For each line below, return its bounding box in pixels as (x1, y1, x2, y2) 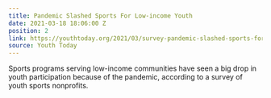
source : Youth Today (8, 42, 78, 50)
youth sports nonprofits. (8, 81, 89, 91)
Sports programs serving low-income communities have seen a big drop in (8, 63, 256, 73)
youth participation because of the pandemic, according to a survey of (8, 72, 244, 82)
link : (8, 34, 27, 43)
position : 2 (8, 27, 48, 35)
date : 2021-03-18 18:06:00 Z (8, 19, 106, 27)
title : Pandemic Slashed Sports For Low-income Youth (8, 11, 194, 20)
